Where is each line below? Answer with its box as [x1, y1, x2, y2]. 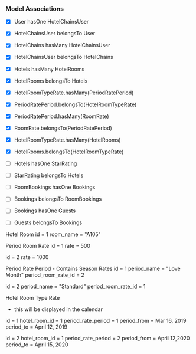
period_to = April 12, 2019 [5, 323, 68, 330]
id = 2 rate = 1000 [5, 254, 49, 261]
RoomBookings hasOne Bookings [14, 183, 96, 191]
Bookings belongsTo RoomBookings [14, 195, 102, 202]
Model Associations [5, 5, 64, 13]
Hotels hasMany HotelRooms [14, 65, 85, 73]
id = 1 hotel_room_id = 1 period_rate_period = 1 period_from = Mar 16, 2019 [5, 317, 187, 324]
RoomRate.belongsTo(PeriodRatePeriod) [14, 124, 113, 132]
